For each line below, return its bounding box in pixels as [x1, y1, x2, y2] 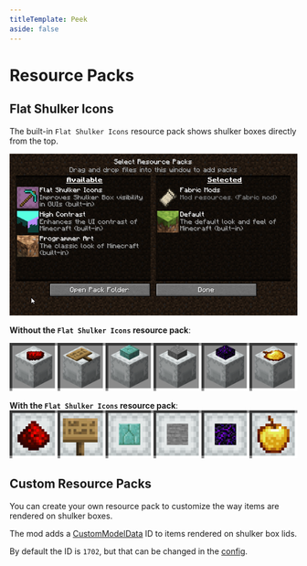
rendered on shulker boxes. [9, 510, 113, 521]
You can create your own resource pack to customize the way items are [9, 500, 280, 511]
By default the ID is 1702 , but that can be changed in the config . [9, 545, 249, 557]
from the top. [9, 135, 59, 146]
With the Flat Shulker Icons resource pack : [9, 400, 178, 411]
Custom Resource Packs [9, 476, 153, 492]
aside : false [9, 24, 59, 34]
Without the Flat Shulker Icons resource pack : [9, 325, 192, 336]
